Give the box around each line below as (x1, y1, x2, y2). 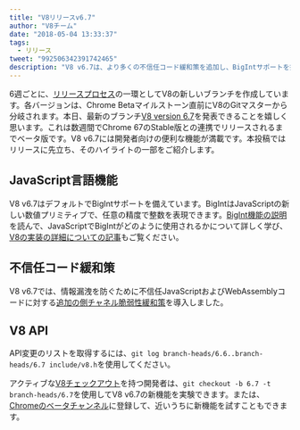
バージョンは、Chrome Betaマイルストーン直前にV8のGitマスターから (31, 99, 288, 110)
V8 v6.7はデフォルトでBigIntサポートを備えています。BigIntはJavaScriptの (9, 198, 282, 209)
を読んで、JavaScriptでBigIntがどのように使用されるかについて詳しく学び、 (9, 220, 288, 231)
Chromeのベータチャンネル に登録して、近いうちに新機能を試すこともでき (9, 401, 280, 411)
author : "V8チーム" (9, 21, 78, 30)
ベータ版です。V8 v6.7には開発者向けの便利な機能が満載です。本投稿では (16, 133, 287, 144)
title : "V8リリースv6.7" (9, 12, 96, 22)
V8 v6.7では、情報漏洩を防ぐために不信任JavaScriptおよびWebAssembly (9, 285, 279, 296)
